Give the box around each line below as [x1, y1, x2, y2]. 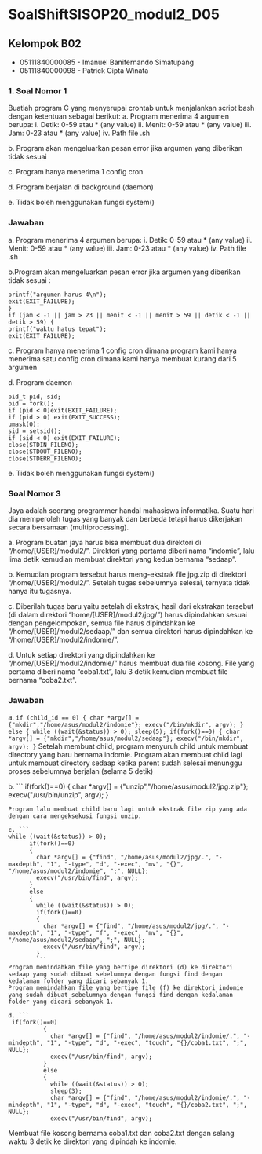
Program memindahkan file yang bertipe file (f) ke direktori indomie [8, 984, 244, 992]
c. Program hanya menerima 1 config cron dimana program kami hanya [8, 346, 237, 355]
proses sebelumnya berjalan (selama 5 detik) [8, 767, 154, 776]
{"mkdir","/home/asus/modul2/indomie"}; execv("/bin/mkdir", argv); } [8, 721, 244, 729]
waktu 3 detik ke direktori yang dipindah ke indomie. [8, 1137, 177, 1146]
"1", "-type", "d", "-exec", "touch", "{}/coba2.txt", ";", [46, 1101, 247, 1109]
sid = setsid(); [8, 427, 61, 435]
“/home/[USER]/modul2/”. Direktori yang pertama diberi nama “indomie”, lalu [8, 546, 255, 555]
